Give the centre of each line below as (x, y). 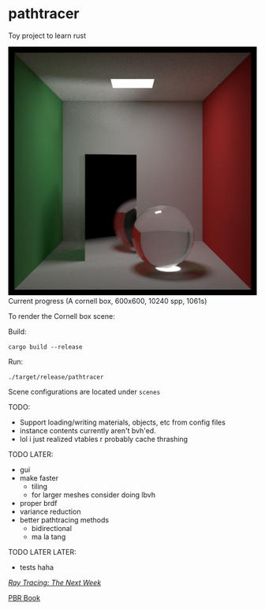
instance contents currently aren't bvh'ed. (88, 430)
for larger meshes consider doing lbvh (93, 495)
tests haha (36, 567)
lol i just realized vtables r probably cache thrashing (103, 439)
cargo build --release (45, 347)
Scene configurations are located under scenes (84, 391)
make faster (39, 477)
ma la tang (49, 537)
